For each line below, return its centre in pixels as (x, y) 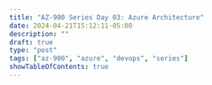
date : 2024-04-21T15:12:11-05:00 (71, 26)
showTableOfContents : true (59, 67)
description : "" (39, 34)
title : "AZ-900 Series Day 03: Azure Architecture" (106, 17)
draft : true (31, 42)
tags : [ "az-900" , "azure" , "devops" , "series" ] (99, 58)
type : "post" (33, 50)
